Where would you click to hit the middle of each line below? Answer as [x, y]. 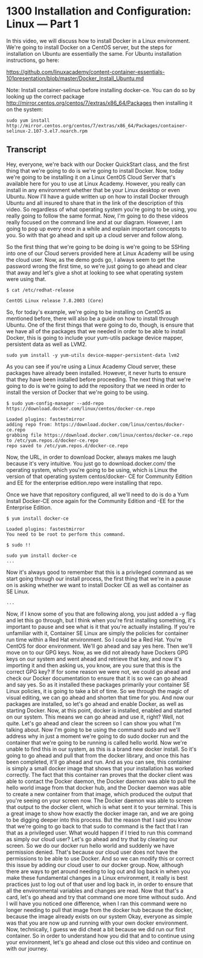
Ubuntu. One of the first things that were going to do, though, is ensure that [100, 325]
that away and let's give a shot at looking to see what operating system [95, 272]
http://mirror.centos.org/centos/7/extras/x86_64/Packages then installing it [99, 103]
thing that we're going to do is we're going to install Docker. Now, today [95, 170]
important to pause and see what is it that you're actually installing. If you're [101, 627]
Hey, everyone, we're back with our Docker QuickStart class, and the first [98, 164]
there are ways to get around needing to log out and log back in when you [98, 871]
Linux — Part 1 [42, 24]
